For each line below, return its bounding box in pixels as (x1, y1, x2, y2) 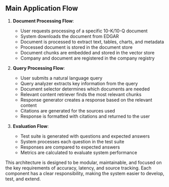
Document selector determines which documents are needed (20, 86, 150, 92)
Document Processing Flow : (12, 17, 74, 24)
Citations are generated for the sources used (20, 107, 115, 114)
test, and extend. (5, 176, 41, 182)
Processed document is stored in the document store (20, 44, 133, 50)
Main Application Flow (5, 4, 78, 13)
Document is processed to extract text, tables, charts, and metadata (20, 39, 164, 45)
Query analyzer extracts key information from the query (20, 80, 138, 86)
